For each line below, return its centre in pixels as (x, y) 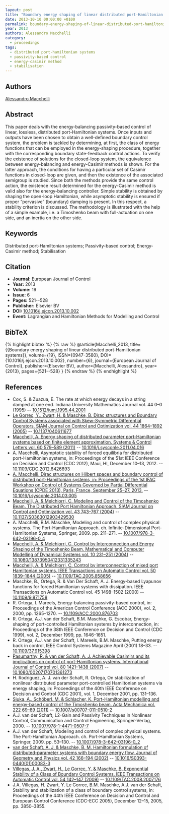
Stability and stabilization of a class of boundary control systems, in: (83, 790)
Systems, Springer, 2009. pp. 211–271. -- (80, 533)
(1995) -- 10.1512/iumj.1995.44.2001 (49, 410)
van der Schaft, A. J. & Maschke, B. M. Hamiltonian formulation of (80, 747)
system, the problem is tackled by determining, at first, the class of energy (82, 143)
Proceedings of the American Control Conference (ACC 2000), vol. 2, (84, 608)
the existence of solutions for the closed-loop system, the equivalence (78, 159)
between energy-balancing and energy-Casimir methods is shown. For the (82, 164)
